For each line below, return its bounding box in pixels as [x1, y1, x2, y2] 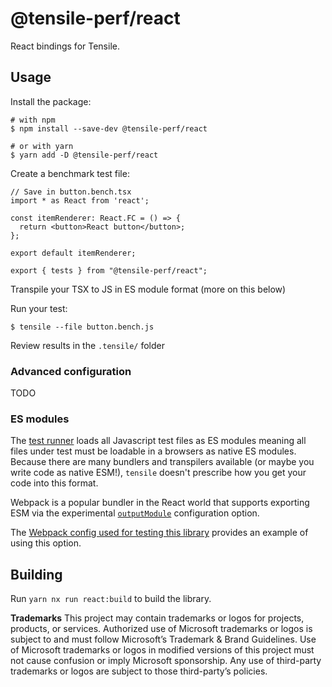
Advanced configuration [10, 364, 132, 378]
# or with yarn [10, 141, 74, 151]
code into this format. [10, 477, 99, 489]
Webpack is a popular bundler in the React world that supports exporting [10, 497, 310, 509]
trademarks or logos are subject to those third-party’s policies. [10, 665, 268, 677]
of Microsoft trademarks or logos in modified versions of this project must [10, 644, 315, 656]
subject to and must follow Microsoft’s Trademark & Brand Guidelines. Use [10, 633, 317, 646]
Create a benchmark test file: [10, 167, 130, 179]
